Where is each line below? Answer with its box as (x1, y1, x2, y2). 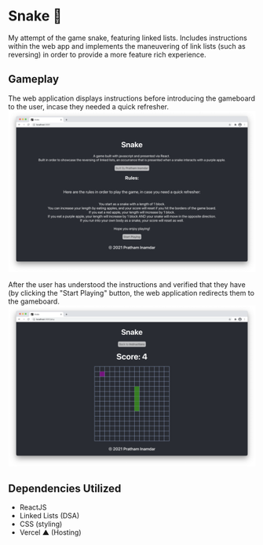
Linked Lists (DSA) (19, 511, 80, 521)
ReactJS (19, 503, 47, 512)
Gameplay (8, 72, 60, 86)
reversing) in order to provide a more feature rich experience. (8, 50, 206, 59)
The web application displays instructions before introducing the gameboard (8, 94, 256, 103)
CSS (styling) (19, 519, 63, 529)
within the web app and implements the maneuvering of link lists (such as (8, 41, 246, 50)
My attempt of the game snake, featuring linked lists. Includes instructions (8, 33, 247, 42)
